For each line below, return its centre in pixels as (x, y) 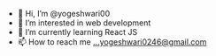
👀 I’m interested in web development (84, 23)
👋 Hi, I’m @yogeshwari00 (64, 14)
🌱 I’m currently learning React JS (77, 32)
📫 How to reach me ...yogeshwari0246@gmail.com (112, 42)
